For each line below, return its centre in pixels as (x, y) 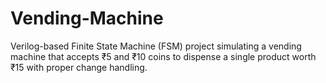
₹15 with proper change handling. (79, 67)
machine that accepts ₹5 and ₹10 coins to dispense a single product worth (163, 56)
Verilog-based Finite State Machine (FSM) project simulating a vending (156, 46)
